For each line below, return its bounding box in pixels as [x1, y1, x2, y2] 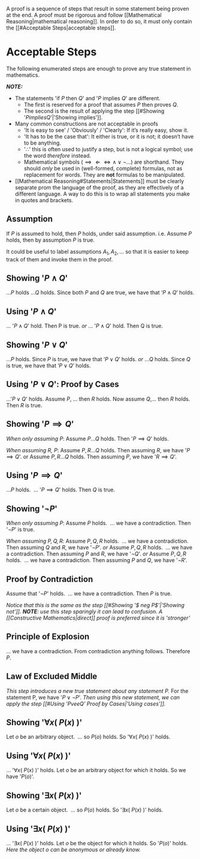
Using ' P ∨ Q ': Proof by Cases [6, 379, 120, 389]
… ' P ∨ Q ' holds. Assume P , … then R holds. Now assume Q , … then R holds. [6, 395, 190, 403]
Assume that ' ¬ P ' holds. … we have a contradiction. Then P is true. [6, 590, 172, 597]
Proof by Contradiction [6, 574, 93, 584]
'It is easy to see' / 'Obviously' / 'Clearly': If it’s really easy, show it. [23, 126, 189, 134]
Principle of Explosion [6, 632, 90, 642]
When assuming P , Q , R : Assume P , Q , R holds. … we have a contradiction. [6, 537, 189, 545]
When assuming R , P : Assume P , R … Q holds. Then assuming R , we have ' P [6, 446, 190, 453]
